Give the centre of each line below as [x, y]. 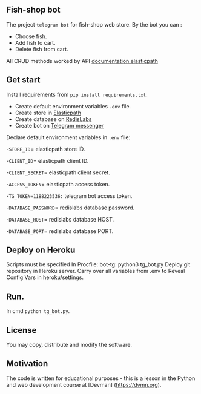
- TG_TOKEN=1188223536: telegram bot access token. [69, 195]
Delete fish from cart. [41, 49]
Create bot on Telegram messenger [59, 125]
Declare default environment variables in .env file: [68, 137]
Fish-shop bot [33, 10]
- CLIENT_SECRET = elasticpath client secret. [58, 172]
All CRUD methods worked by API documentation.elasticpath [82, 61]
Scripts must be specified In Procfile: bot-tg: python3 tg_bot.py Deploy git [98, 264]
